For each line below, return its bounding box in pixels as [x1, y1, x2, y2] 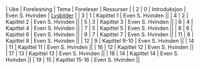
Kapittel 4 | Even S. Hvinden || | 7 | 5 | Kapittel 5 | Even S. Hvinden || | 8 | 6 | [5, 24, 193, 32]
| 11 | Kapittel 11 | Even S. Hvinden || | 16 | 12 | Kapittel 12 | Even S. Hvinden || [5, 43, 194, 51]
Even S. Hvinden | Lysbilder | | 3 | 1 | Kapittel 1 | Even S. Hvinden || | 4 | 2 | [5, 12, 189, 19]
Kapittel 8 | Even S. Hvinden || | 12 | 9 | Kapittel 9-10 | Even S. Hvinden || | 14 [5, 37, 195, 44]
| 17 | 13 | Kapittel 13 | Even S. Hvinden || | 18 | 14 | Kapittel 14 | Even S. [5, 50, 179, 57]
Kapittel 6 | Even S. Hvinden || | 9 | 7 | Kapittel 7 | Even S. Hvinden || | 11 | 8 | [5, 31, 194, 38]
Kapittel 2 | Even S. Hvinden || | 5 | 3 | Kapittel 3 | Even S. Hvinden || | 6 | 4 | [5, 18, 193, 25]
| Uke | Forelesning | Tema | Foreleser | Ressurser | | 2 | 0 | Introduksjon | [5, 6, 186, 12]
